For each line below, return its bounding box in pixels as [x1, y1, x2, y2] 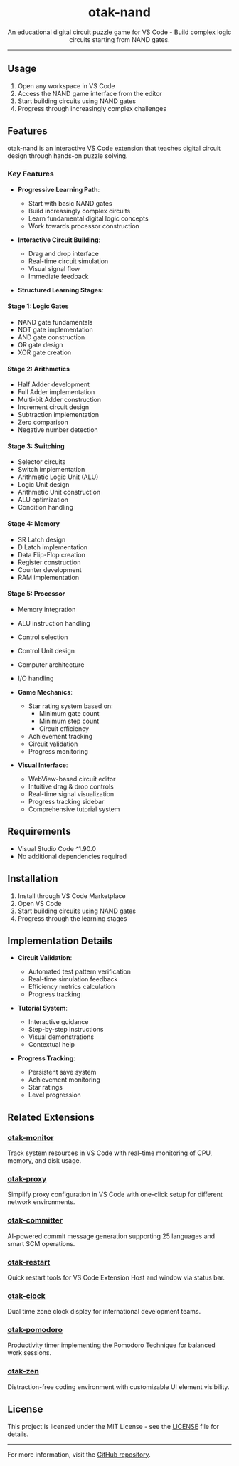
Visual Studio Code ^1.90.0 [17, 844, 97, 853]
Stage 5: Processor [7, 589, 65, 598]
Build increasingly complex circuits [28, 206, 131, 215]
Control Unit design [17, 646, 75, 655]
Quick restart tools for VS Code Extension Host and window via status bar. [7, 1273, 225, 1282]
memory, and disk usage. [7, 1156, 82, 1164]
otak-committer [7, 1215, 63, 1225]
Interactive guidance [28, 1018, 89, 1026]
